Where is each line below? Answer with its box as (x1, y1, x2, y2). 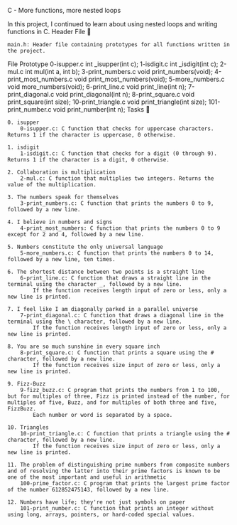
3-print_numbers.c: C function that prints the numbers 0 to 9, (20, 200, 214, 207)
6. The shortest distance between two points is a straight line (7, 268, 204, 275)
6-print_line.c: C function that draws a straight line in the (20, 275, 211, 282)
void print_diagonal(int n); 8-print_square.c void (55, 90, 195, 98)
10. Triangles (7, 424, 50, 431)
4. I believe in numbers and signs (7, 218, 113, 226)
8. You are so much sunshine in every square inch (7, 343, 160, 350)
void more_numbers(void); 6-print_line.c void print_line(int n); (7, 83, 187, 91)
